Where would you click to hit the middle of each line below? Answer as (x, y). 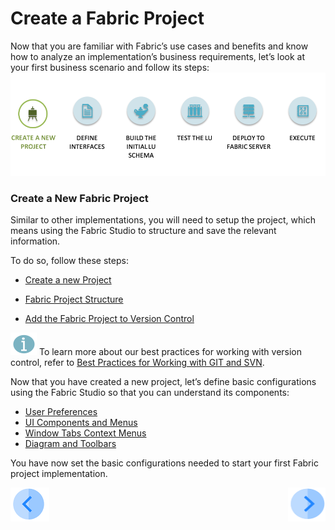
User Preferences (61, 412)
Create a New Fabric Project (79, 198)
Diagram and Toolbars (70, 444)
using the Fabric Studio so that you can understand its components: (150, 393)
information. (35, 241)
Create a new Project (68, 280)
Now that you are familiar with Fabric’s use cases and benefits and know (159, 46)
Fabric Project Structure (74, 299)
